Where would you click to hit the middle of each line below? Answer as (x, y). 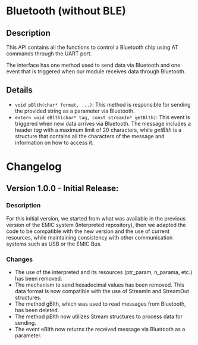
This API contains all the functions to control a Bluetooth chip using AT (92, 47)
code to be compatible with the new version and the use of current (88, 231)
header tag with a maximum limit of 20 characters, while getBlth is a (98, 130)
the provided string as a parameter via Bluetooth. (75, 111)
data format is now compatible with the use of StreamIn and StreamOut (102, 291)
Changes (20, 259)
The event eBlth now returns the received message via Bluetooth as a (100, 329)
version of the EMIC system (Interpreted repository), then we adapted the (96, 225)
